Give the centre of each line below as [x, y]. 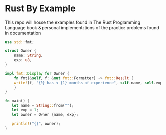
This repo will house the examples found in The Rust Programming [73, 22]
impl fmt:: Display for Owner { [37, 74]
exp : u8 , [23, 60]
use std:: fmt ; [20, 42]
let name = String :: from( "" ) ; [43, 105]
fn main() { [17, 101]
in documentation [23, 33]
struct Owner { [21, 51]
